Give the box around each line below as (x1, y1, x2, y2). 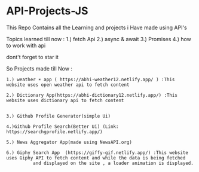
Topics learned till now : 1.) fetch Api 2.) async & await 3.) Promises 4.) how (6, 35, 191, 42)
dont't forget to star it (6, 53, 59, 60)
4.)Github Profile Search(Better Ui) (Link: (6, 124, 119, 130)
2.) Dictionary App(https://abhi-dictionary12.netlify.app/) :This (6, 92, 178, 98)
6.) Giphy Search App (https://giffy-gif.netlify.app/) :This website (6, 149, 188, 156)
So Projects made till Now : (6, 64, 73, 72)
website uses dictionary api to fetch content (6, 97, 124, 103)
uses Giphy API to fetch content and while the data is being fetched (6, 155, 186, 161)
